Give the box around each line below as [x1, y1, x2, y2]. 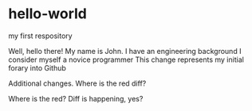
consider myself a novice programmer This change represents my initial [8, 55, 245, 64]
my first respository [8, 31, 73, 40]
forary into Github [8, 63, 66, 72]
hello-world [8, 5, 88, 23]
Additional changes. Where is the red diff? [8, 78, 147, 88]
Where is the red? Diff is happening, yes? [8, 94, 144, 103]
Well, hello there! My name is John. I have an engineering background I [8, 46, 242, 55]
